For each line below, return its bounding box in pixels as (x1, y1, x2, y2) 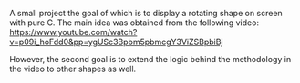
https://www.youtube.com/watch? (9, 27, 138, 37)
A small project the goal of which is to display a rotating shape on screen (9, 8, 283, 18)
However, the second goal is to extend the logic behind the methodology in (9, 54, 292, 64)
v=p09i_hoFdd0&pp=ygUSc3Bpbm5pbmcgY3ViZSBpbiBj (9, 36, 223, 47)
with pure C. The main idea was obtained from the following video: (9, 17, 260, 28)
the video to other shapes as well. (9, 63, 137, 74)
